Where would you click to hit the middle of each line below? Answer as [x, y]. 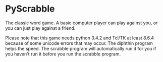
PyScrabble [30, 9]
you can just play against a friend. [40, 28]
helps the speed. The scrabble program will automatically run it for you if [81, 48]
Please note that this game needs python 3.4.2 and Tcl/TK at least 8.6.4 [80, 38]
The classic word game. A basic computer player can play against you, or [82, 23]
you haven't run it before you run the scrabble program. [63, 54]
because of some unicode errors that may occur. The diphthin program [79, 43]
